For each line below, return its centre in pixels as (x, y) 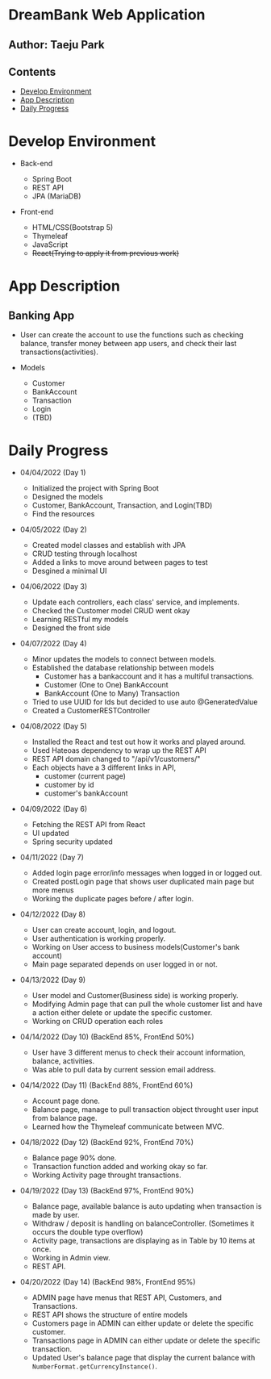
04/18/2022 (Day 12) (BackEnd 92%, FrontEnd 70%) (107, 1143)
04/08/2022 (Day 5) (53, 726)
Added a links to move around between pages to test (120, 562)
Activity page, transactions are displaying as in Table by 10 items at (144, 1241)
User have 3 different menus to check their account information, (139, 1053)
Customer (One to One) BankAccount (106, 685)
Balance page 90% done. (74, 1158)
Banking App (42, 315)
